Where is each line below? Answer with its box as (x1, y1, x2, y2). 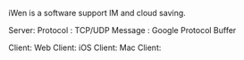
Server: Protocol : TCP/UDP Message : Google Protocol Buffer (8, 25, 237, 35)
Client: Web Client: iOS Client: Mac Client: (8, 42, 162, 53)
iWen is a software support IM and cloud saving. (8, 8, 187, 18)
